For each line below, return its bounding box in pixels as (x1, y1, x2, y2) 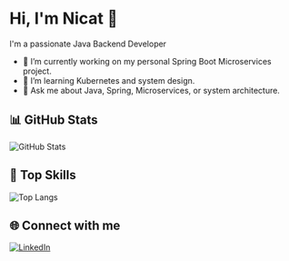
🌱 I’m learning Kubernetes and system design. (22, 75, 195, 85)
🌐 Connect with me (9, 217, 121, 233)
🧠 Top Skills (9, 167, 76, 183)
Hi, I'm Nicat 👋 (9, 8, 118, 29)
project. (22, 65, 52, 76)
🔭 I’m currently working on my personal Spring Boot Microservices (22, 55, 272, 66)
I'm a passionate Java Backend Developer (9, 38, 166, 49)
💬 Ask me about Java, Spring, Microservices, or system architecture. (22, 85, 280, 95)
